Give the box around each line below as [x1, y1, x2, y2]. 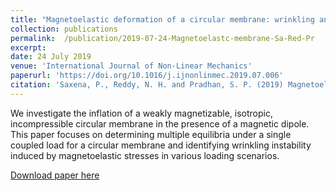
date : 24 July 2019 [10, 52, 92, 62]
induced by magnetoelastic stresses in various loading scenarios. [10, 149, 280, 161]
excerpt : [10, 42, 47, 53]
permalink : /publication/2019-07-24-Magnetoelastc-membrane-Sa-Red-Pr [10, 33, 315, 43]
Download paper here [10, 169, 100, 181]
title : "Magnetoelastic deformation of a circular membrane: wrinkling [10, 14, 315, 25]
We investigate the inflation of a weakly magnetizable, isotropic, [10, 107, 273, 119]
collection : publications [10, 24, 118, 34]
